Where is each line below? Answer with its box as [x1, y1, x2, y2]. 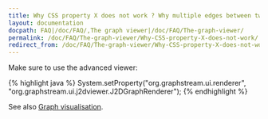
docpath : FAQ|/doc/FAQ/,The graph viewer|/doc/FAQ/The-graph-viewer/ [8, 26, 245, 34]
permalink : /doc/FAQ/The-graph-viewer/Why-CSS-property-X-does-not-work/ [8, 33, 259, 42]
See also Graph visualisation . [8, 102, 104, 112]
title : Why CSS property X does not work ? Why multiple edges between [8, 11, 251, 20]
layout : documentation [8, 19, 84, 27]
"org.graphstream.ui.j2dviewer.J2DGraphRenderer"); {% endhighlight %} [8, 86, 248, 96]
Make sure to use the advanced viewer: [8, 63, 138, 72]
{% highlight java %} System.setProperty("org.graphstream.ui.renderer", [8, 79, 246, 88]
